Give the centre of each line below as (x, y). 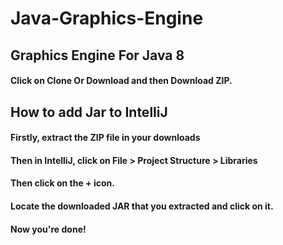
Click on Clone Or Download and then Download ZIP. (121, 81)
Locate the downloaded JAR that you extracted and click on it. (142, 206)
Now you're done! (48, 229)
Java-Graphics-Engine (107, 18)
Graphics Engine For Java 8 (97, 55)
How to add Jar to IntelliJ (89, 112)
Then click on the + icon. (62, 183)
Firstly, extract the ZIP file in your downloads (105, 138)
